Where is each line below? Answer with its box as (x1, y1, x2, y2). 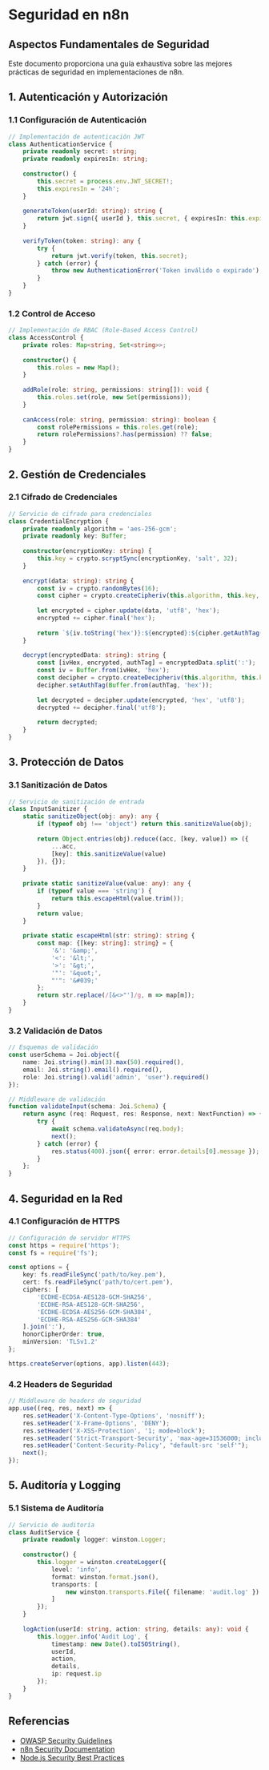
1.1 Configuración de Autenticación (8, 115, 147, 126)
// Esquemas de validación (8, 1043, 98, 1051)
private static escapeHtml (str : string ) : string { (22, 932, 195, 940)
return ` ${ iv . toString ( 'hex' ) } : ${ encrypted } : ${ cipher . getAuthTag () (37, 629, 267, 637)
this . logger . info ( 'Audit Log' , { (37, 1632, 149, 1640)
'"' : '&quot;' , (50, 969, 102, 977)
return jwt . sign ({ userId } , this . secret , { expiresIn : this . (37, 215, 249, 223)
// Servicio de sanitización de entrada (8, 797, 146, 806)
